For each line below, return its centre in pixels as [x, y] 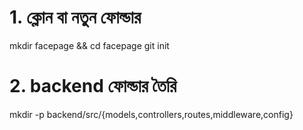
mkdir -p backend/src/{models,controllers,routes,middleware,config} [151, 114]
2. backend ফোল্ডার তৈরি [93, 86]
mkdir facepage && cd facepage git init [89, 45]
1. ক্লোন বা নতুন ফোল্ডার [75, 17]
